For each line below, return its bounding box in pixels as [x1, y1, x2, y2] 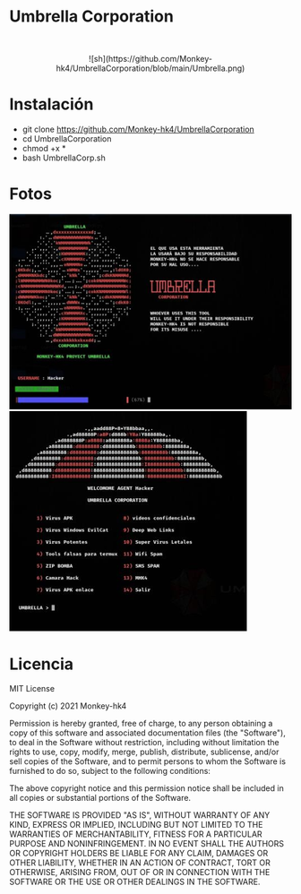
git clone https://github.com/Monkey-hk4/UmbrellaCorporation [21, 124, 255, 134]
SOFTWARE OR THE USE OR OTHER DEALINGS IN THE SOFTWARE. [9, 876, 261, 888]
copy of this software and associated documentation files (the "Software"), [9, 727, 287, 738]
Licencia [9, 654, 74, 674]
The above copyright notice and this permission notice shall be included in [9, 783, 284, 794]
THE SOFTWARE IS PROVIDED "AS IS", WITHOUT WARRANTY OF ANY [9, 810, 271, 821]
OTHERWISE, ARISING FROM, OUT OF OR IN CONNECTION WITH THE [9, 867, 271, 878]
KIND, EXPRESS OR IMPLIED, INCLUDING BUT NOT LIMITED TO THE [9, 820, 263, 830]
